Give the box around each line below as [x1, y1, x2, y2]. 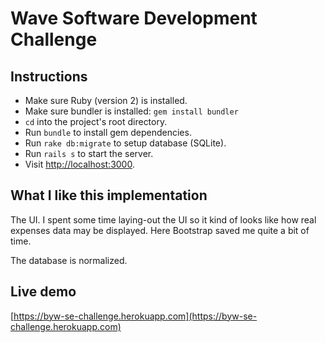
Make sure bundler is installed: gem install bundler [24, 105, 239, 117]
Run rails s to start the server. [24, 148, 154, 159]
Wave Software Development [10, 7, 258, 30]
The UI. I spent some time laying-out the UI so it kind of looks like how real [10, 213, 317, 226]
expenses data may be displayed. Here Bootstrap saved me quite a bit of [10, 224, 310, 236]
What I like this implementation [10, 187, 208, 204]
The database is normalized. [10, 254, 128, 266]
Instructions [10, 68, 88, 85]
